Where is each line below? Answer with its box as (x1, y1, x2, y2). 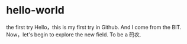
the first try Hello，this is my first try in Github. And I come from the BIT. (6, 23, 182, 31)
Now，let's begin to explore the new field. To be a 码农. (6, 31, 141, 38)
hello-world (6, 4, 65, 17)
